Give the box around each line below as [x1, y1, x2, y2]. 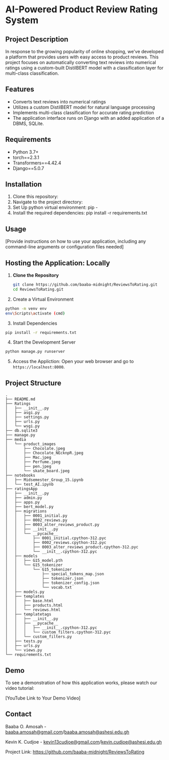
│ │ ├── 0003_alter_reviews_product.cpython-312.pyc [5, 544, 139, 550]
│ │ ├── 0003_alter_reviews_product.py [5, 522, 100, 527]
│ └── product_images [5, 441, 56, 447]
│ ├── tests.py [5, 639, 43, 644]
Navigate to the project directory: [12, 199, 83, 205]
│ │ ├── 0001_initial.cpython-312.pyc [5, 536, 107, 541]
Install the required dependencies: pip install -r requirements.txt [12, 210, 147, 216]
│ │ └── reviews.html [5, 607, 60, 613]
